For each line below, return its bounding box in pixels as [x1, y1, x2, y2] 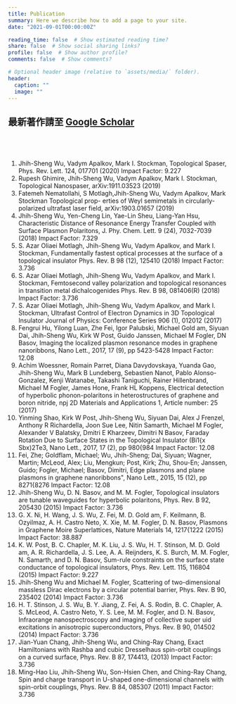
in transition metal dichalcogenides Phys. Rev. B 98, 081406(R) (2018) [18, 286, 221, 294]
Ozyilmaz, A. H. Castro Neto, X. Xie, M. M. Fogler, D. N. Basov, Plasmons [18, 518, 228, 527]
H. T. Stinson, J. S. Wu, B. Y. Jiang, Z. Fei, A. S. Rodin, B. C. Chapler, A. [18, 600, 223, 609]
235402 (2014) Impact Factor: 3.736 [18, 593, 124, 601]
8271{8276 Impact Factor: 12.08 [18, 480, 111, 489]
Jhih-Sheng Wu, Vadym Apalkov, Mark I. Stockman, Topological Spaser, [18, 159, 227, 168]
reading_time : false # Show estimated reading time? [8, 36, 169, 43]
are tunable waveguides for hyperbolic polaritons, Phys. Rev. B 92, [18, 496, 211, 504]
